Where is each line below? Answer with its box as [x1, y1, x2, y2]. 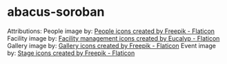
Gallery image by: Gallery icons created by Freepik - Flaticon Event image [7, 41, 216, 50]
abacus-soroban [7, 4, 105, 20]
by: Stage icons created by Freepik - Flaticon [7, 49, 135, 57]
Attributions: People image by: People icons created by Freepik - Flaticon [7, 27, 215, 35]
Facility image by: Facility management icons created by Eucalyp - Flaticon [7, 34, 220, 42]
